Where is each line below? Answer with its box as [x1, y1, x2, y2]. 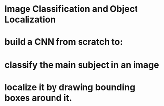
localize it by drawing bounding [4, 81, 136, 93]
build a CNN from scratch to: [4, 36, 123, 48]
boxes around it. [4, 92, 72, 103]
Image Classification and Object [4, 3, 138, 15]
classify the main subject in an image [4, 59, 159, 70]
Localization [4, 14, 56, 25]
